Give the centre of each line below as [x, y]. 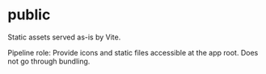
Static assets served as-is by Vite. [64, 37]
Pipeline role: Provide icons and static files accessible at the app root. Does [133, 52]
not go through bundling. [49, 61]
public [29, 15]
